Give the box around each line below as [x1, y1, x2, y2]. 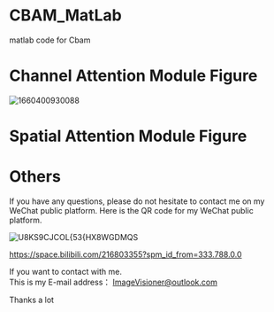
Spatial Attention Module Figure [9, 126, 247, 146]
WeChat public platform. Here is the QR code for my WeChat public [9, 206, 254, 215]
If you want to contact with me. [9, 267, 122, 277]
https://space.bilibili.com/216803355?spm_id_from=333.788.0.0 [9, 249, 242, 260]
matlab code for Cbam [9, 35, 91, 45]
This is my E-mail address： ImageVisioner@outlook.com [9, 277, 218, 287]
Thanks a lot [9, 294, 55, 305]
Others [9, 167, 62, 187]
